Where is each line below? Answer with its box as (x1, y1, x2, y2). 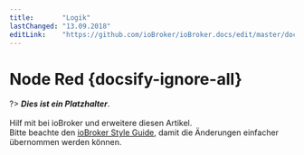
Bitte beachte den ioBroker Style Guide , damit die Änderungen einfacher (9, 127, 279, 138)
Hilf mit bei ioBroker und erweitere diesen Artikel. (9, 118, 193, 129)
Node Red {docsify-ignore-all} (9, 68, 242, 89)
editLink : (9, 30, 47, 39)
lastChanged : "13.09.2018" (9, 22, 111, 31)
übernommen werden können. (9, 137, 122, 148)
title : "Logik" (9, 13, 91, 23)
